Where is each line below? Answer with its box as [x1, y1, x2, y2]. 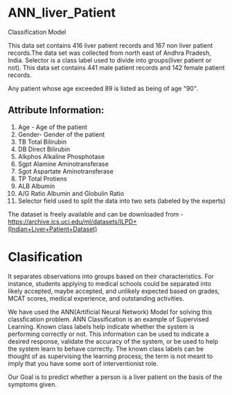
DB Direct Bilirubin [17, 144, 71, 153]
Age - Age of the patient [17, 123, 87, 131]
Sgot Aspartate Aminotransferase [17, 167, 114, 175]
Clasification [8, 249, 83, 264]
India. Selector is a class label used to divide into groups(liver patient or [8, 56, 212, 64]
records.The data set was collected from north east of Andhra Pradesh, [8, 49, 212, 57]
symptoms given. [8, 380, 57, 388]
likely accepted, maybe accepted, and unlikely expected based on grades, [8, 287, 220, 295]
